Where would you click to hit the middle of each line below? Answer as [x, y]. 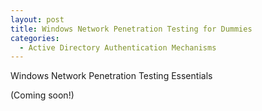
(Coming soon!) [42, 95]
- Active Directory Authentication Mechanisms [118, 47]
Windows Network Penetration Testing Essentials [111, 76]
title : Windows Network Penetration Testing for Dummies [131, 29]
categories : [35, 38]
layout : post [37, 19]
